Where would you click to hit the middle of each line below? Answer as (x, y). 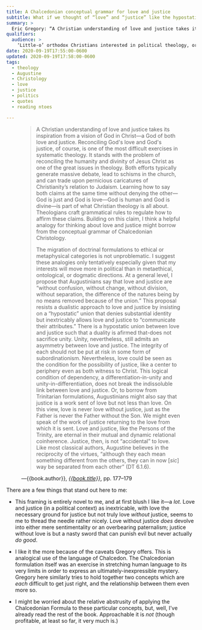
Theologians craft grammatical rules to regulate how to (104, 212)
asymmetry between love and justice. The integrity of (102, 345)
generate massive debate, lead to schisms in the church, (106, 174)
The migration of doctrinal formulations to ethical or (100, 249)
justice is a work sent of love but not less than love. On (104, 403)
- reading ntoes (32, 107)
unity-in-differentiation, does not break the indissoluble (104, 384)
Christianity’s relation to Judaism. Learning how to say (103, 186)
